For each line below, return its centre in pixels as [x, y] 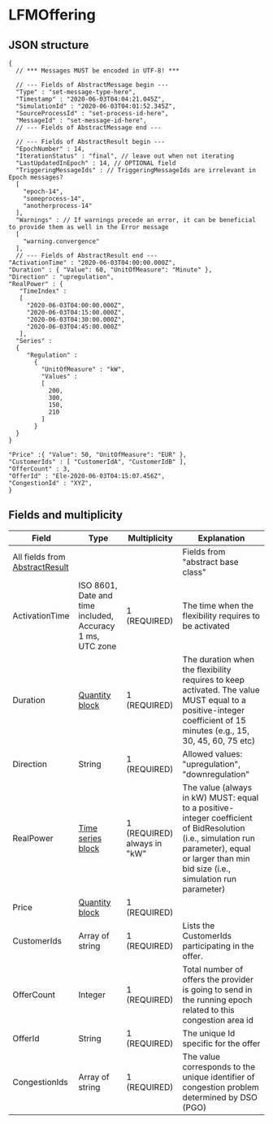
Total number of [213, 969]
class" [194, 572]
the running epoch [218, 1000]
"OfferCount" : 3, [39, 469]
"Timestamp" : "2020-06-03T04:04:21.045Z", [90, 99]
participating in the [218, 946]
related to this [209, 1009]
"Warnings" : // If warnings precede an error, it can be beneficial [136, 220]
